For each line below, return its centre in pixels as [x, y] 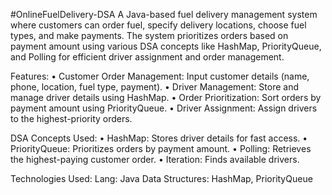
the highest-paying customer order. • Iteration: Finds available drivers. [155, 159]
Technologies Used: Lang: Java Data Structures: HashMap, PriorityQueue [161, 178]
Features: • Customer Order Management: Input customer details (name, [160, 76]
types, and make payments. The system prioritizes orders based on [149, 35]
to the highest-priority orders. [71, 118]
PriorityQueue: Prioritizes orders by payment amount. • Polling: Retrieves [161, 148]
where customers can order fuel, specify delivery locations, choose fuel [158, 25]
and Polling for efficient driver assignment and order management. [147, 57]
